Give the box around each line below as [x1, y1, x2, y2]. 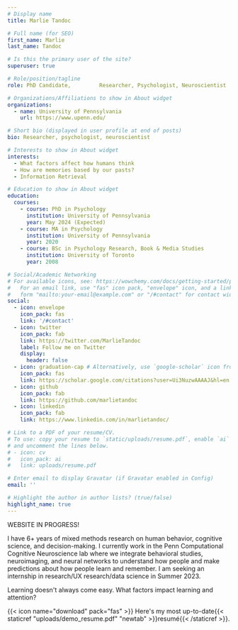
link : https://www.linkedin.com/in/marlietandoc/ [20, 416, 170, 424]
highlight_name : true [7, 501, 72, 508]
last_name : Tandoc [7, 43, 62, 50]
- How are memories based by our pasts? [13, 166, 135, 174]
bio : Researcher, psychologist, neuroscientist [7, 134, 151, 141]
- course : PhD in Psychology [20, 206, 106, 213]
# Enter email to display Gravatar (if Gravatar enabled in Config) [7, 475, 214, 482]
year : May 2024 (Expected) [25, 219, 106, 226]
